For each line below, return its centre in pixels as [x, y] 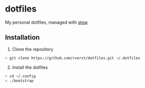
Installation [22, 37]
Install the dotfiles [30, 67]
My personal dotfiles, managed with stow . [47, 22]
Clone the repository [33, 49]
